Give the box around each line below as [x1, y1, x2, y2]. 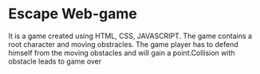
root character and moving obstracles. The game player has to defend [8, 39, 239, 49]
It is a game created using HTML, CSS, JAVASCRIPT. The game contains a [8, 31, 253, 41]
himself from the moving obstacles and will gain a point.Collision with [8, 48, 235, 57]
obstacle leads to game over [8, 56, 102, 66]
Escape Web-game [8, 5, 137, 23]
